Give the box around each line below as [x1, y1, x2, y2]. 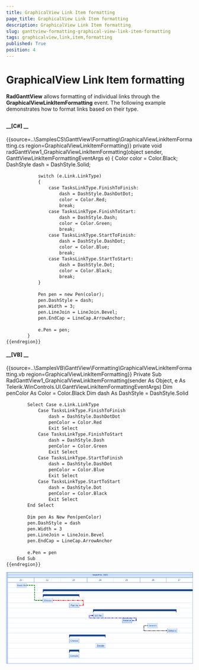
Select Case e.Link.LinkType [27, 402, 99, 408]
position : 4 [6, 47, 36, 53]
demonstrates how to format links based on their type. [6, 105, 139, 112]
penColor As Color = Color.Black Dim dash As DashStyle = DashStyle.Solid [6, 389, 188, 397]
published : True [6, 41, 46, 47]
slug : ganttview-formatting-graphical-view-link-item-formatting [6, 28, 171, 34]
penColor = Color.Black [48, 491, 108, 497]
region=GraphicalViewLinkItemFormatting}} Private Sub [25, 371, 162, 378]
